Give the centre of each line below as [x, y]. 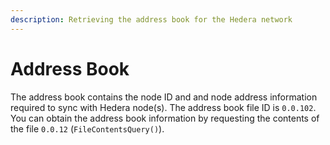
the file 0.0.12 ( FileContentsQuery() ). [87, 128]
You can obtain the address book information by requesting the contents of [165, 118]
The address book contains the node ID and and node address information [164, 97]
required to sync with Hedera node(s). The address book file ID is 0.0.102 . [163, 107]
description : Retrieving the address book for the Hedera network [151, 19]
